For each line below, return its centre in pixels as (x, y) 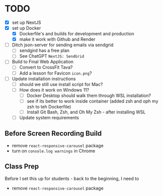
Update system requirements (49, 117)
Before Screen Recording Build (53, 134)
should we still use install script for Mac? (61, 84)
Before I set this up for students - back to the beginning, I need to (72, 178)
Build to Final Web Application (43, 62)
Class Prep (22, 166)
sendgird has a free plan (44, 51)
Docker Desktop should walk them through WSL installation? (89, 96)
